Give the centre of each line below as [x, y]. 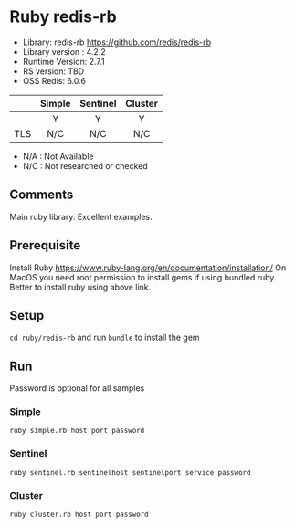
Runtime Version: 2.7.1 [63, 61]
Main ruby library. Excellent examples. [81, 216]
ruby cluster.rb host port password [79, 515]
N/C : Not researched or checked [85, 165]
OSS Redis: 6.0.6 [54, 80]
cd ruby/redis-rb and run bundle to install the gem [105, 338]
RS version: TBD [53, 71]
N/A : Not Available [58, 156]
